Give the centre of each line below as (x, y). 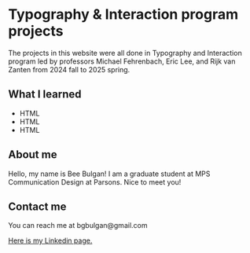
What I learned (45, 95)
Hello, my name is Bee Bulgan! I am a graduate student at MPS (109, 174)
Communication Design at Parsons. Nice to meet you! (95, 181)
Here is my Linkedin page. (50, 240)
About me (33, 155)
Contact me (37, 206)
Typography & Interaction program (123, 15)
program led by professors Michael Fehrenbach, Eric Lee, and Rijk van (122, 61)
